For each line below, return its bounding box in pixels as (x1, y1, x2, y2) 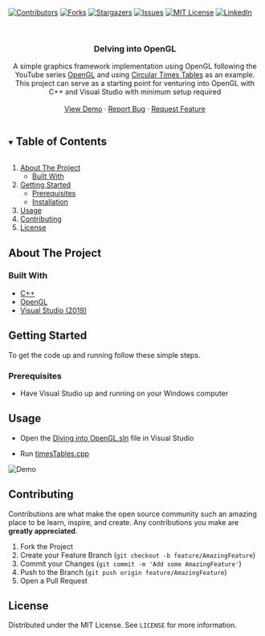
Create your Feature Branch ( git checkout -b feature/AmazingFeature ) (19, 550, 256, 560)
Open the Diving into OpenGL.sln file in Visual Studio (19, 433, 194, 442)
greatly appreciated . (8, 526, 78, 535)
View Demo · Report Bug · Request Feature (63, 105, 206, 114)
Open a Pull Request (19, 576, 88, 585)
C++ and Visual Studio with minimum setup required (48, 87, 222, 96)
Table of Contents (15, 134, 107, 148)
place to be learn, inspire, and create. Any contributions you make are (8, 517, 239, 527)
